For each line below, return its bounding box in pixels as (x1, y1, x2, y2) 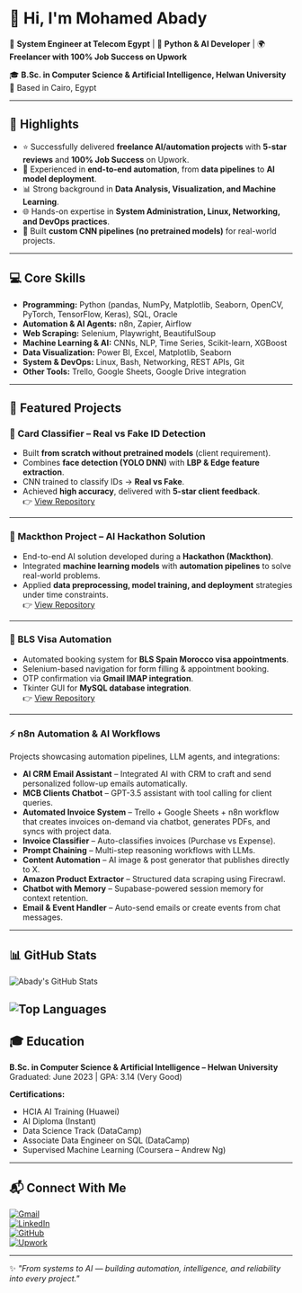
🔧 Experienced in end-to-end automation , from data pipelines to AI (22, 164, 276, 174)
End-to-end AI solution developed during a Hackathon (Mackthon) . (22, 550, 274, 561)
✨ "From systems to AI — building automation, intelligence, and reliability (9, 1262, 281, 1273)
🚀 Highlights (9, 117, 79, 132)
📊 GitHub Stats (9, 948, 97, 963)
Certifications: (9, 1089, 66, 1100)
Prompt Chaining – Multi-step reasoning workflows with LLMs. (22, 845, 256, 856)
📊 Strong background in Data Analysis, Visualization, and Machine (22, 183, 277, 194)
